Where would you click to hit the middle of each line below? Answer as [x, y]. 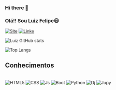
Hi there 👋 [17, 8]
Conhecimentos [29, 65]
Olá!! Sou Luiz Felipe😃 [32, 20]
